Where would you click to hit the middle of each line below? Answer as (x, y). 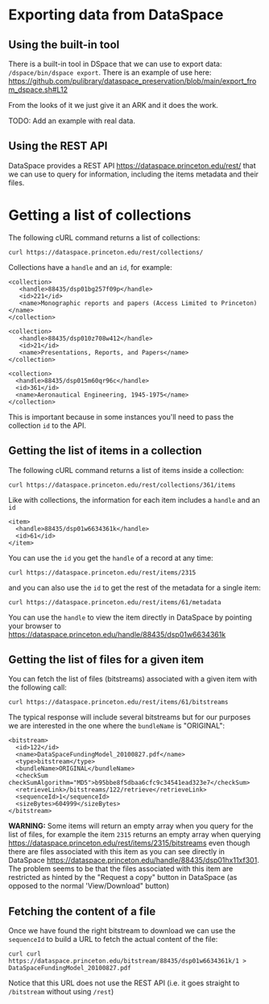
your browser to (35, 625)
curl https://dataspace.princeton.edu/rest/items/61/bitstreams (118, 703)
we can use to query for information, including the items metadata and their (134, 174)
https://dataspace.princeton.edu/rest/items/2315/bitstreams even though (129, 843)
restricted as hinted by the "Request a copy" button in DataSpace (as (123, 877)
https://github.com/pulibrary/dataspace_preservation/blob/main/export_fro (132, 81)
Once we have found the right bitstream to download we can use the (122, 931)
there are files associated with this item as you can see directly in (117, 852)
